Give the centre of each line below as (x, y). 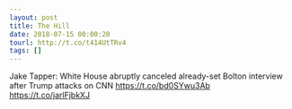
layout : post (34, 17)
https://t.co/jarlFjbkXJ (50, 96)
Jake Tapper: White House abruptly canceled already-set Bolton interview (146, 76)
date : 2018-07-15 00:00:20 (60, 34)
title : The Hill (40, 26)
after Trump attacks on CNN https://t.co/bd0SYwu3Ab (110, 86)
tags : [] (26, 51)
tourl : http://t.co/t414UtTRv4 (68, 42)
